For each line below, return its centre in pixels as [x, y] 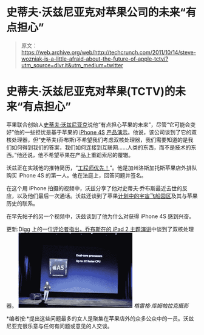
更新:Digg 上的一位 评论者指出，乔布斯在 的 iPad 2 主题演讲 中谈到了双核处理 [100, 229]
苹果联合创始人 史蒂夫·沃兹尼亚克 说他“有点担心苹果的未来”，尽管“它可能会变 [101, 124]
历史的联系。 [22, 203]
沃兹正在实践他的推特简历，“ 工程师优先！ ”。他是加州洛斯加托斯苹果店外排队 [102, 168]
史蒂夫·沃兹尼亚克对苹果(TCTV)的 [91, 92]
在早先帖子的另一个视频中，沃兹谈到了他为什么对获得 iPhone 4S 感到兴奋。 [100, 216]
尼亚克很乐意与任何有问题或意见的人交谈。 [59, 326]
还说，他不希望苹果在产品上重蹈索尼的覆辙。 [78, 154]
